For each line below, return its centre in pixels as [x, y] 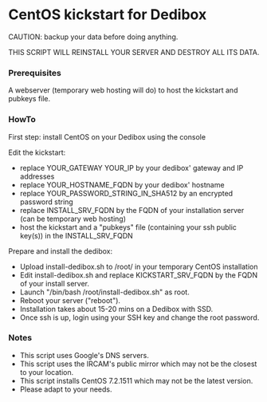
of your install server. [55, 283]
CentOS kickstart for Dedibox [108, 15]
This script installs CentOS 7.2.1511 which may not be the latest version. [136, 380]
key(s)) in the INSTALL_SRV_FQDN [76, 235]
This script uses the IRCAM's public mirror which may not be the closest [138, 364]
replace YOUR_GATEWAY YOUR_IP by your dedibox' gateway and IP [132, 167]
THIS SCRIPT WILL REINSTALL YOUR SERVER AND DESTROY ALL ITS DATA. [134, 52]
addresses [37, 176]
